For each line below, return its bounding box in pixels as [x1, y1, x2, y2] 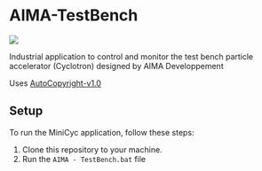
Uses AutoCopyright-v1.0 [9, 77, 102, 89]
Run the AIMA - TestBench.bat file [21, 153, 147, 164]
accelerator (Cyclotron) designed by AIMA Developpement [9, 60, 224, 71]
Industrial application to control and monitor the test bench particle [9, 51, 254, 62]
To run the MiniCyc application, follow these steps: [9, 127, 195, 137]
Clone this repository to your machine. [21, 144, 163, 155]
